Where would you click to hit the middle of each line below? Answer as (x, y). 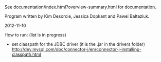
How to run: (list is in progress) (36, 35)
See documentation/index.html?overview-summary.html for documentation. (80, 7)
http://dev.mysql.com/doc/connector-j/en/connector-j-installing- (76, 49)
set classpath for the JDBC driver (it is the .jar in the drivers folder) (78, 44)
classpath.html (26, 54)
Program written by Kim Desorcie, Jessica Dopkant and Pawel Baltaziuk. (77, 16)
